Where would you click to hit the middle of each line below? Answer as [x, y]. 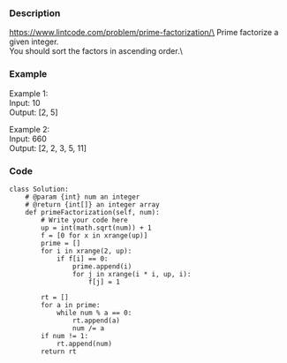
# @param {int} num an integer [83, 197]
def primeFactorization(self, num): [93, 212]
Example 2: [30, 129]
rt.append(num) [84, 344]
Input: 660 [28, 139]
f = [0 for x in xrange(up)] [94, 235]
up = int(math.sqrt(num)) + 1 [96, 228]
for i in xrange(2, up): [87, 251]
